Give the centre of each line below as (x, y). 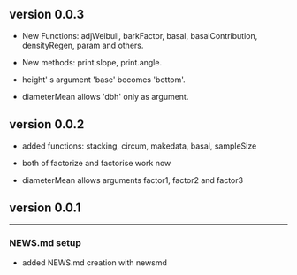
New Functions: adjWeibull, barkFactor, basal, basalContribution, (140, 35)
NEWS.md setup (45, 243)
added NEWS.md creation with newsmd (95, 262)
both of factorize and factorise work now (96, 163)
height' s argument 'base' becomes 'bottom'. (103, 80)
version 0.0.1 (45, 208)
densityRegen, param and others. (83, 45)
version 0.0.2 (47, 124)
